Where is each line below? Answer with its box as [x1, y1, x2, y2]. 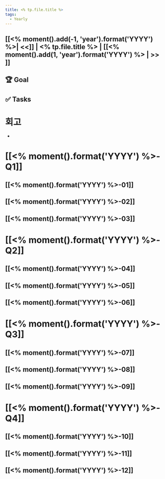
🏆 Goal [5, 75, 29, 84]
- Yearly [9, 16, 28, 21]
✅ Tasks [5, 95, 31, 103]
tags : [5, 12, 16, 17]
